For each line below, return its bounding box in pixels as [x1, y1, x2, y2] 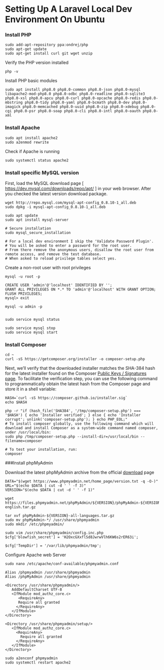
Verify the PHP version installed [5, 60, 69, 66]
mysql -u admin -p [5, 304, 42, 309]
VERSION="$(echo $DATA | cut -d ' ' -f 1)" [5, 488, 95, 492]
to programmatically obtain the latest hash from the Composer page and [5, 381, 150, 387]
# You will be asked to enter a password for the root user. [5, 243, 132, 248]
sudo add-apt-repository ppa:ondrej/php [5, 43, 89, 48]
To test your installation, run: [9, 447, 78, 452]
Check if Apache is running [5, 148, 60, 154]
